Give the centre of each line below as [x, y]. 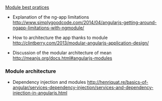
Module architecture [31, 71]
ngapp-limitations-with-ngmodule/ [48, 28]
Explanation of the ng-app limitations [51, 17]
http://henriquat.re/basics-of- [118, 82]
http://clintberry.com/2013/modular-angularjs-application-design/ [81, 43]
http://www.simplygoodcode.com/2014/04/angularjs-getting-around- [85, 22]
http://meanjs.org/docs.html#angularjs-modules [62, 58]
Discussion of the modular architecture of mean [62, 53]
